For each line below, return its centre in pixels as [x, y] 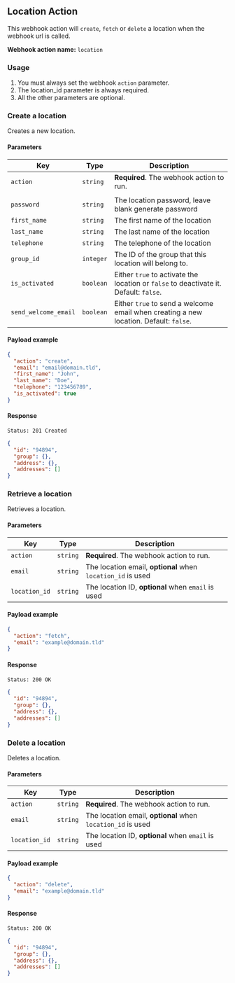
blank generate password [156, 209]
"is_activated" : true [45, 394]
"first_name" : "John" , [47, 374]
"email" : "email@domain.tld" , [57, 368]
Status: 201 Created [37, 431]
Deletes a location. [34, 758]
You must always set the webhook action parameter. [93, 83]
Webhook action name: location [55, 49]
